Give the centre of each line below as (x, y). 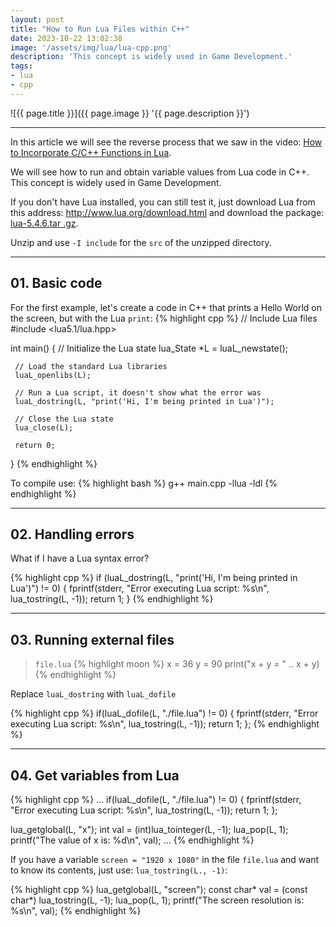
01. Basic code (56, 283)
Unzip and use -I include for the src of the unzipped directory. (141, 242)
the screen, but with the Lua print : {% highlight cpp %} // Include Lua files (164, 318)
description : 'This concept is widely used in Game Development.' (151, 57)
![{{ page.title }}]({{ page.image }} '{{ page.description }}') (130, 113)
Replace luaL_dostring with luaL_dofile (93, 694)
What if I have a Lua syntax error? (80, 558)
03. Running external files (92, 639)
